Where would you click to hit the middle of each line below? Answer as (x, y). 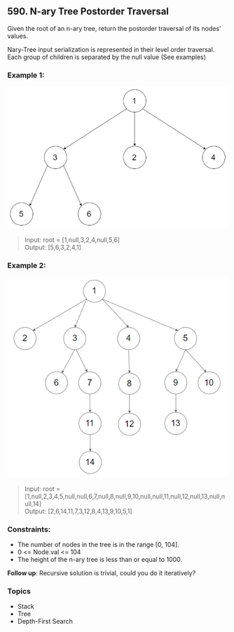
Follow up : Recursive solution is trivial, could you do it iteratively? (102, 573)
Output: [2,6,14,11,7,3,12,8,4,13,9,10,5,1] (78, 511)
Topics (19, 591)
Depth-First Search (45, 621)
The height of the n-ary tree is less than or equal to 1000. (100, 560)
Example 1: (26, 75)
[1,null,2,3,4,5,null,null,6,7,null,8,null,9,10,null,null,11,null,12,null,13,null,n (125, 496)
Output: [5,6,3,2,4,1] (53, 248)
